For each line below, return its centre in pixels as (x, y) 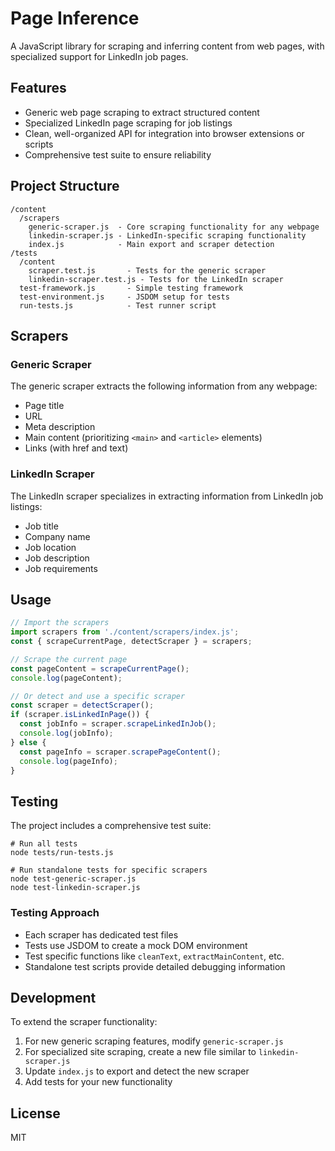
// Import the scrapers (60, 623)
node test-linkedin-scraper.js (75, 888)
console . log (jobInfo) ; (66, 733)
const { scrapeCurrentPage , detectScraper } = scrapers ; (131, 642)
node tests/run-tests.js (62, 853)
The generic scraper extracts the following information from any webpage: (164, 386)
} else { (28, 742)
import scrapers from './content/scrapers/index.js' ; (125, 632)
